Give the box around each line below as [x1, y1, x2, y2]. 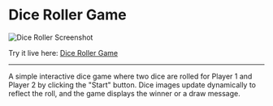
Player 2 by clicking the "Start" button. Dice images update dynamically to [8, 79, 256, 90]
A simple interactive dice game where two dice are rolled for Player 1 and [8, 71, 253, 81]
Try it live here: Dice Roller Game [8, 48, 119, 57]
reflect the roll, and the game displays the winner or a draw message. [8, 88, 241, 98]
